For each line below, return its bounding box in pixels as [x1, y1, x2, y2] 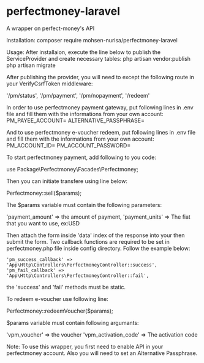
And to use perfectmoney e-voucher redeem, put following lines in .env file [6, 128, 196, 136]
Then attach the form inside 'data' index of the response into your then [6, 232, 185, 239]
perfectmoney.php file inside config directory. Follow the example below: [6, 244, 191, 252]
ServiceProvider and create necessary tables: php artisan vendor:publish [6, 55, 191, 62]
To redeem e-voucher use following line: [6, 295, 108, 302]
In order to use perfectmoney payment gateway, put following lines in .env [6, 103, 194, 111]
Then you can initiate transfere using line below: [6, 177, 127, 185]
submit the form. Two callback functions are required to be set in [6, 238, 170, 245]
